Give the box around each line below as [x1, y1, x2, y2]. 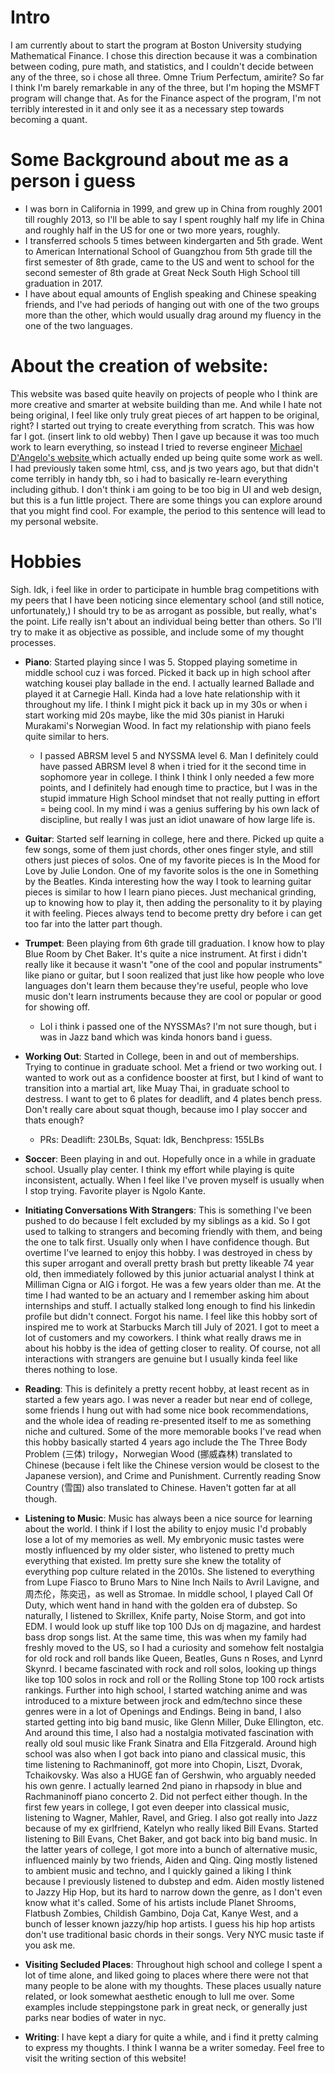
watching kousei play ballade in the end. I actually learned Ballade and [24, 677, 315, 689]
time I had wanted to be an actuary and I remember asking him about [24, 1289, 310, 1301]
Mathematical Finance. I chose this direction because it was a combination [10, 49, 318, 61]
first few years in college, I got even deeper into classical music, [24, 1801, 290, 1813]
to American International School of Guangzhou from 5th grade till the [24, 245, 313, 257]
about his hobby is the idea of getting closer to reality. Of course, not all [24, 1342, 321, 1354]
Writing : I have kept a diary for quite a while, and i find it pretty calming [24, 2031, 319, 2043]
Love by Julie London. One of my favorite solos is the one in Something [24, 864, 319, 876]
